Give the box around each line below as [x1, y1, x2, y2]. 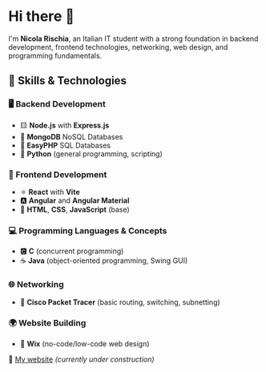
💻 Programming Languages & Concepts [8, 224, 167, 236]
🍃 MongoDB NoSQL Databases [19, 131, 123, 141]
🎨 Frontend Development [8, 168, 107, 180]
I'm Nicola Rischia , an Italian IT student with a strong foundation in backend [8, 34, 259, 43]
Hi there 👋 [8, 7, 75, 26]
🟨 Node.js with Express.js [19, 120, 110, 130]
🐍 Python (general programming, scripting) [19, 148, 163, 159]
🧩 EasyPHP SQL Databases [19, 140, 111, 150]
